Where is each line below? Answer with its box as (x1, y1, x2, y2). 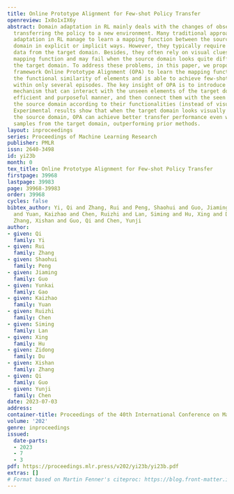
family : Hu (13, 340, 45, 347)
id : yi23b (7, 152, 36, 160)
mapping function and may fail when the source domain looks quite (13, 56, 214, 63)
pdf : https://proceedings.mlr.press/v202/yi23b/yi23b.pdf (7, 463, 179, 470)
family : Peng (13, 262, 52, 269)
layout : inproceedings (7, 127, 73, 134)
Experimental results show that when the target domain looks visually (13, 107, 226, 114)
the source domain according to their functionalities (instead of (13, 101, 214, 108)
